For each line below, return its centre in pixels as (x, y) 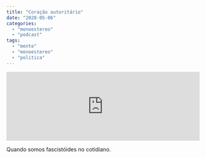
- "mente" (24, 47)
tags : (13, 40)
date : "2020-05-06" (31, 18)
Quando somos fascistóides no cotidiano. (59, 149)
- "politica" (29, 58)
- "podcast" (27, 35)
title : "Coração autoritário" (45, 12)
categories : (21, 23)
